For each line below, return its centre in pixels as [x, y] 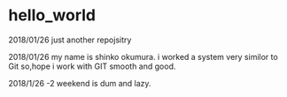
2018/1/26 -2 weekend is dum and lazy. [80, 83]
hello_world [52, 15]
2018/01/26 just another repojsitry [70, 40]
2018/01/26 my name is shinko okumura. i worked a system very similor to [143, 56]
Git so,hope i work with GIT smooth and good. [92, 66]
